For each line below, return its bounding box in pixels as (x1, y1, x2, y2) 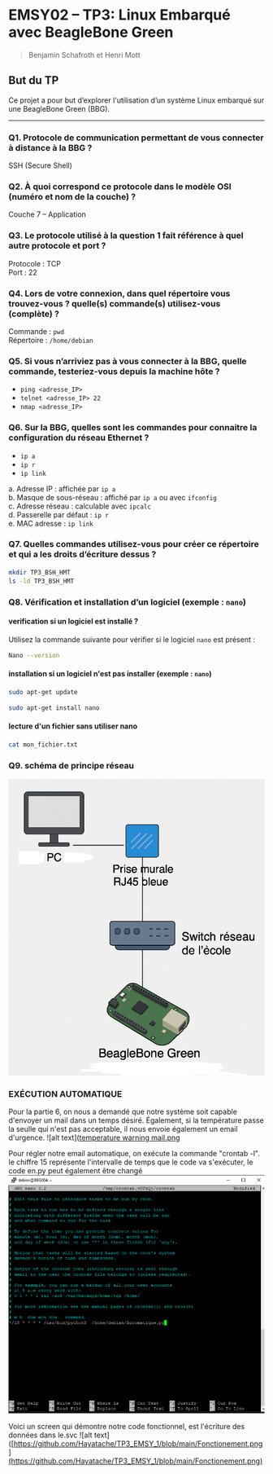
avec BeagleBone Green (8, 23, 174, 42)
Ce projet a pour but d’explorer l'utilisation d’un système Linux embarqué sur (8, 95, 265, 105)
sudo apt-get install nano (8, 703, 100, 712)
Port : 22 (8, 267, 38, 277)
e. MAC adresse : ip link (8, 518, 93, 528)
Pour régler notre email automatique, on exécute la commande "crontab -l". (8, 1149, 260, 1159)
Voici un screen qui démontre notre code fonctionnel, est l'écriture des (8, 1422, 245, 1431)
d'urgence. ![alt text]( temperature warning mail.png (8, 1133, 180, 1142)
